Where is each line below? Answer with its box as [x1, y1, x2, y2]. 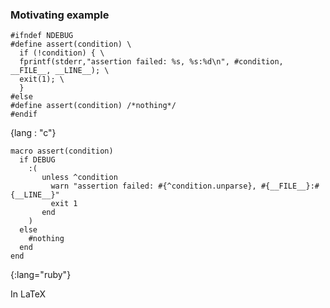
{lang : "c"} [10, 127, 57, 139]
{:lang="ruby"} [10, 269, 72, 281]
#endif [10, 109, 38, 120]
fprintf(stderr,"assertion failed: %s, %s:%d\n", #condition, [19, 57, 284, 67]
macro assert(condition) [10, 146, 114, 157]
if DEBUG [19, 155, 56, 165]
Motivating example [10, 8, 110, 22]
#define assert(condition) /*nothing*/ [10, 101, 177, 111]
